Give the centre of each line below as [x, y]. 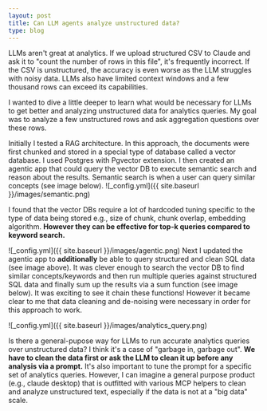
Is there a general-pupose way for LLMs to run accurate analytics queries [129, 341]
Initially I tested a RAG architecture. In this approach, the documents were [129, 144]
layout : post [30, 16]
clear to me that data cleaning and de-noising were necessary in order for [130, 302]
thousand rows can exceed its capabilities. [78, 87]
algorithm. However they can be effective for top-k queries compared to [130, 227]
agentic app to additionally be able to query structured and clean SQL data [132, 259]
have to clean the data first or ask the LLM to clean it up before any [121, 358]
